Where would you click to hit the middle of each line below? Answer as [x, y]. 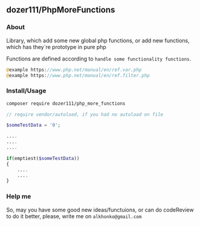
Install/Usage [26, 91]
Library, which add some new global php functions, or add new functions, [98, 40]
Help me [19, 196]
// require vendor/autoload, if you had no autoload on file [85, 115]
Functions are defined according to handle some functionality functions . [99, 58]
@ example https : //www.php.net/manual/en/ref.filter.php [78, 75]
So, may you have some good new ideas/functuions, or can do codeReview [100, 210]
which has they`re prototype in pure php [56, 47]
